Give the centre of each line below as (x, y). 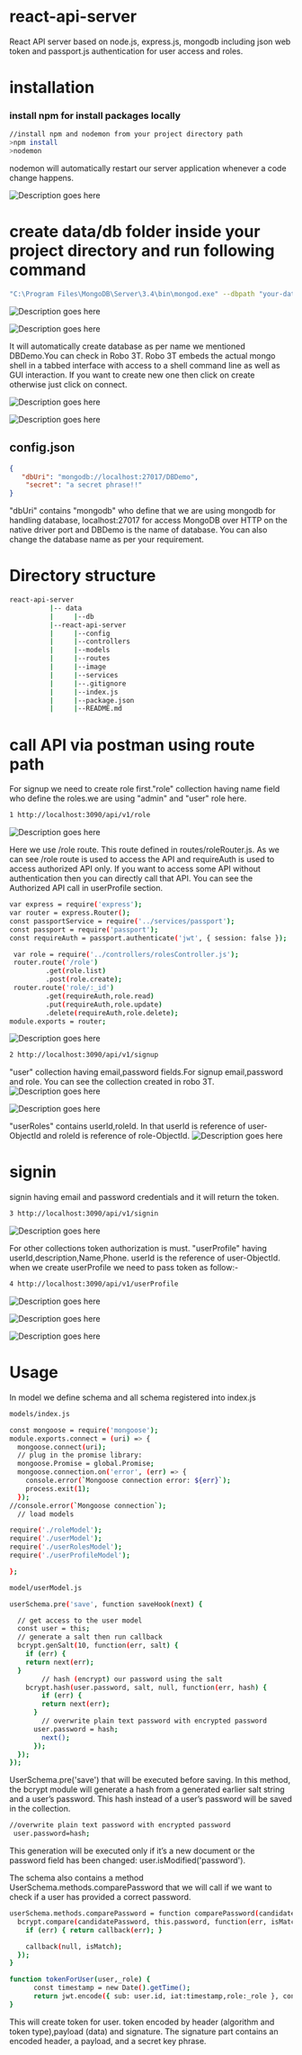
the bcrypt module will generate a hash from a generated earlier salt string (147, 1789)
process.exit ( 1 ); (58, 1488)
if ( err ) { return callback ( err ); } (94, 1930)
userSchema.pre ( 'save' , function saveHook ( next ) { (106, 1604)
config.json (42, 448)
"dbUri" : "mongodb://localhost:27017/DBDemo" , (110, 477)
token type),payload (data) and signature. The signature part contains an (144, 2031)
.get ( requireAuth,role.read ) (100, 996)
